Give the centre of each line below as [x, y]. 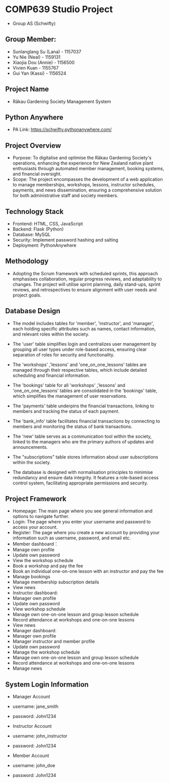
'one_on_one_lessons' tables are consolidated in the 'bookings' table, [85, 390]
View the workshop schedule [43, 561]
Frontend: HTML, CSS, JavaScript [48, 224]
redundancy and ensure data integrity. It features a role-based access [86, 477]
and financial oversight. [37, 174]
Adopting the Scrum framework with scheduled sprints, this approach [85, 273]
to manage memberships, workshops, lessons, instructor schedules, [84, 185]
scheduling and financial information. [51, 375]
